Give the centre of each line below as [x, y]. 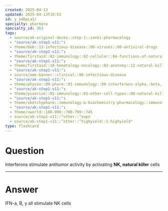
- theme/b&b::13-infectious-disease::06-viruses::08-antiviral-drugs [83, 47]
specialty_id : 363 [24, 28]
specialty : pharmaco [27, 24]
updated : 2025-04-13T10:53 [33, 14]
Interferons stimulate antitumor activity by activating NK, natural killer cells [82, 164]
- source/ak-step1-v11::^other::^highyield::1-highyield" [71, 121]
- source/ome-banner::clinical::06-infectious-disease [68, 75]
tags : [11, 33]
